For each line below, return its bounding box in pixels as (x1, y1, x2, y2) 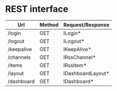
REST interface (5, 3, 69, 15)
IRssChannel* (63, 53, 96, 60)
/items (7, 62, 22, 69)
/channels (7, 53, 31, 60)
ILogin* (63, 30, 81, 37)
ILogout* (63, 38, 85, 45)
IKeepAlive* (63, 45, 92, 52)
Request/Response (63, 21, 110, 28)
